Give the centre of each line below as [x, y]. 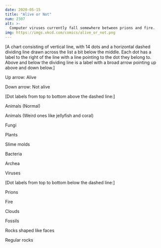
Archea [13, 163]
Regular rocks [19, 240]
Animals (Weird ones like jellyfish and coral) [49, 116]
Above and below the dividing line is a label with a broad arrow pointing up [81, 62]
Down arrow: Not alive [28, 87]
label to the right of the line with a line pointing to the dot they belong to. [78, 57]
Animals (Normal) [23, 106]
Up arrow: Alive [21, 77]
